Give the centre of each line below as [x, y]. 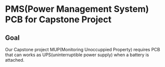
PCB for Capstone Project [58, 19]
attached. [15, 60]
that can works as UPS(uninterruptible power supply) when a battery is [77, 55]
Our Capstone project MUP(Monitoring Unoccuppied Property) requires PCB [82, 50]
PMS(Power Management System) [77, 9]
